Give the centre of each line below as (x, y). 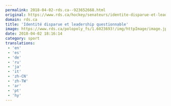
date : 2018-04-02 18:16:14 (34, 34)
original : (16, 15)
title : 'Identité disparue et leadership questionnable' (67, 24)
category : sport (22, 39)
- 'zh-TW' (18, 81)
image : (12, 29)
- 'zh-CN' (18, 76)
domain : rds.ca (21, 19)
